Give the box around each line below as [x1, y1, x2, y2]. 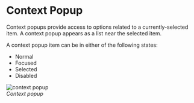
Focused [14, 59, 37, 66]
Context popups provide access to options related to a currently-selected [6, 23, 189, 31]
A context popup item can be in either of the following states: [6, 41, 158, 49]
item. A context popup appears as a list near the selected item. [6, 29, 162, 37]
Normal [14, 53, 34, 60]
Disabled [14, 72, 37, 79]
